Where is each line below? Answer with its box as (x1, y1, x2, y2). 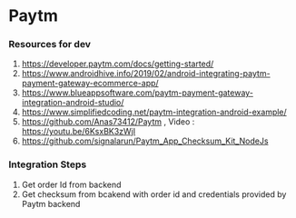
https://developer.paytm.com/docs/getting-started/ (21, 58, 214, 69)
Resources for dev (8, 38, 92, 51)
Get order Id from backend (21, 179, 122, 190)
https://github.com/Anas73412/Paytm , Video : (21, 116, 195, 127)
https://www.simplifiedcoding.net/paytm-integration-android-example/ (21, 106, 287, 118)
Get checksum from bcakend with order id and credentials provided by (21, 188, 287, 200)
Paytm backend (21, 198, 81, 209)
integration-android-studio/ (21, 97, 124, 108)
